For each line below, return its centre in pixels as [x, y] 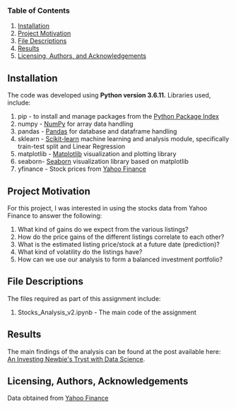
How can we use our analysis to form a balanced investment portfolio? [120, 259]
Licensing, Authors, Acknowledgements [98, 381]
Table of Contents [39, 11]
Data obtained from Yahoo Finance [58, 398]
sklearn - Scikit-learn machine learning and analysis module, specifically [123, 139]
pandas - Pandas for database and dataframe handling [97, 131]
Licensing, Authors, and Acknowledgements [82, 56]
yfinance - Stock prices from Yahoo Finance [82, 169]
